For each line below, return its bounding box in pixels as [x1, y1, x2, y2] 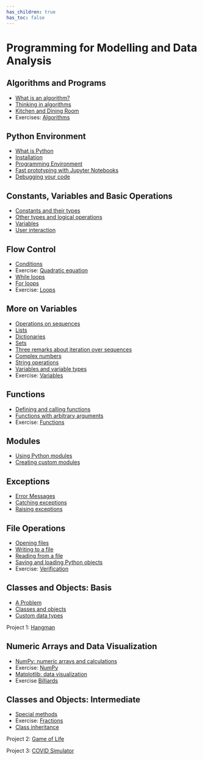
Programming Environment [15, 160, 83, 167]
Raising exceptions [15, 505, 63, 513]
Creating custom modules [15, 459, 80, 466]
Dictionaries [15, 332, 46, 340]
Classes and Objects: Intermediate [6, 695, 141, 705]
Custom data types [15, 611, 63, 619]
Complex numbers [15, 352, 62, 359]
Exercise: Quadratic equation [15, 266, 88, 274]
